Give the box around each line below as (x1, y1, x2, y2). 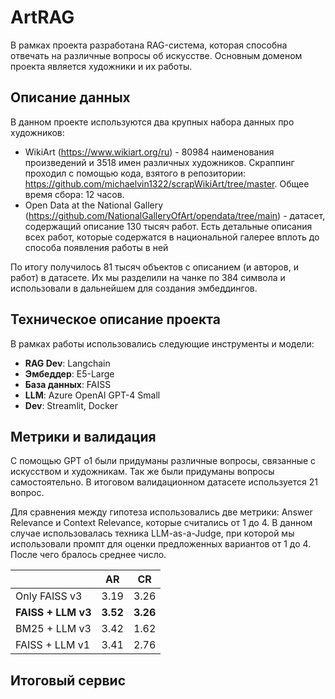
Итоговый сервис (10, 672, 127, 689)
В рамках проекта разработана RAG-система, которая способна (10, 39, 288, 51)
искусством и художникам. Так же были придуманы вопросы (10, 466, 275, 478)
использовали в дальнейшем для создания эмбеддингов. (10, 282, 258, 294)
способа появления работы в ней (24, 241, 169, 253)
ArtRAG (10, 6, 75, 29)
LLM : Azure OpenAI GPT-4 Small (24, 389, 161, 401)
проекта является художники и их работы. (10, 60, 193, 72)
